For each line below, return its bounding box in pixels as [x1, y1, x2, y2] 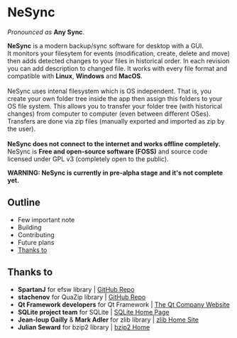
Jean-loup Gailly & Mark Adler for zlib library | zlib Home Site [17, 315, 199, 324]
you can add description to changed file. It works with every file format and [7, 64, 228, 72]
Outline [7, 197, 40, 209]
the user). [7, 124, 36, 133]
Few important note [17, 215, 75, 224]
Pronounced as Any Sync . [7, 28, 85, 36]
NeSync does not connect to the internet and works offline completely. [7, 139, 221, 148]
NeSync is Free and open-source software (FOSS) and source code [7, 147, 208, 156]
